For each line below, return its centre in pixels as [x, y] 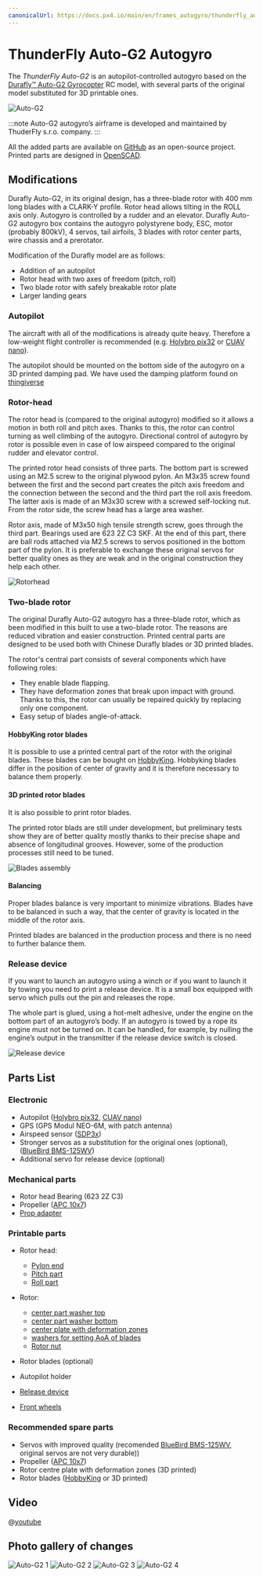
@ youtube [25, 1521]
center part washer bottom [74, 1321]
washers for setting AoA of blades [86, 1338]
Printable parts [37, 1234]
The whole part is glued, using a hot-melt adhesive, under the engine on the [131, 1013]
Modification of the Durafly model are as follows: [87, 255]
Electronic [28, 1100]
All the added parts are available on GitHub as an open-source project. [122, 147]
